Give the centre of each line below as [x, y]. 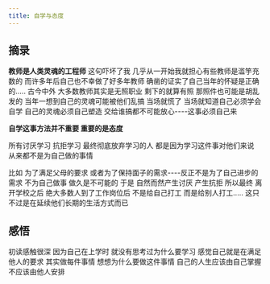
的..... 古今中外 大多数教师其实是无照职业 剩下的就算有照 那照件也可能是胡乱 [134, 91]
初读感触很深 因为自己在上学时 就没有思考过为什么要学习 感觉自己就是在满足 [135, 252]
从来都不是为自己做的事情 [51, 156]
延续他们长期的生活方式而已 [82, 203]
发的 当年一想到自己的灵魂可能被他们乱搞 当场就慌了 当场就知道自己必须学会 [135, 101]
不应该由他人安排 [37, 272]
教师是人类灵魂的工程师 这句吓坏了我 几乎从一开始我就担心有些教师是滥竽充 [134, 71]
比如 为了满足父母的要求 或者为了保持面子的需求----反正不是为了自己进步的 [133, 173]
